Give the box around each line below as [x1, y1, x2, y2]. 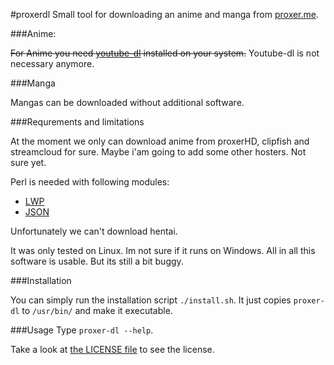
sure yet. [10, 157, 47, 168]
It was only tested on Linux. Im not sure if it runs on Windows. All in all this [10, 245, 316, 256]
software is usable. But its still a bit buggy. [10, 255, 184, 267]
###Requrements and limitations [10, 116, 145, 128]
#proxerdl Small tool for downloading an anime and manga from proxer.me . [10, 9, 320, 20]
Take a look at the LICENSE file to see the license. [10, 344, 215, 355]
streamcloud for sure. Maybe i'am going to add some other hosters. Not [10, 146, 307, 158]
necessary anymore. [10, 58, 95, 69]
